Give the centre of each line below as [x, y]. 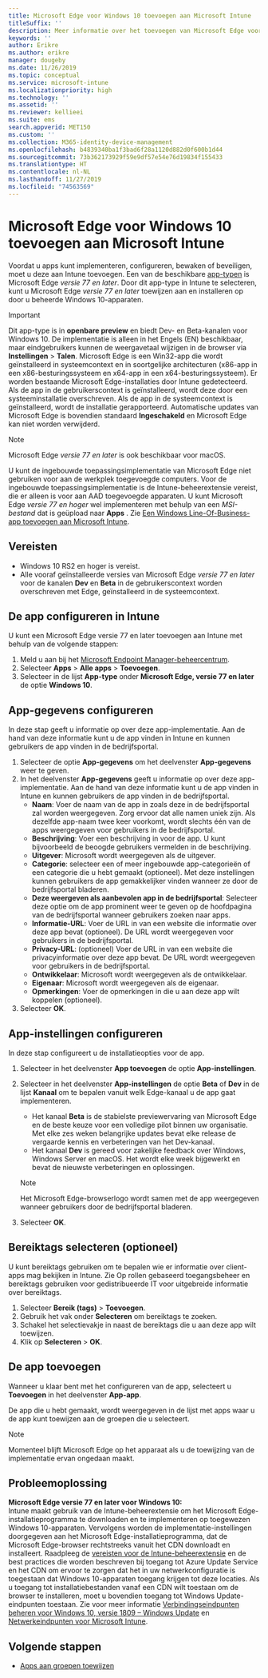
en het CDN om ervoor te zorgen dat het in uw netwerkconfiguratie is [122, 1570]
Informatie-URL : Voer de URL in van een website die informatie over [144, 924]
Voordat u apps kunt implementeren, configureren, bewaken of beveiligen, [130, 266]
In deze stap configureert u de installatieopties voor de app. [106, 1053]
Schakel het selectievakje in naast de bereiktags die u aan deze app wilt [138, 1324]
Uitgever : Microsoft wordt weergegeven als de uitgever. [124, 856]
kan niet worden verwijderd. [54, 424]
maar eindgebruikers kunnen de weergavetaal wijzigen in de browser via [128, 347]
